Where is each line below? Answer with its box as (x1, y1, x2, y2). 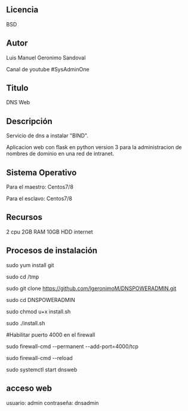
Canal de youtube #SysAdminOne (6, 65, 90, 72)
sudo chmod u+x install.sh (6, 308, 71, 315)
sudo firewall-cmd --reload (6, 354, 73, 361)
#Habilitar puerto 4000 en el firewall (6, 331, 95, 338)
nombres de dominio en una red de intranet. (6, 150, 115, 158)
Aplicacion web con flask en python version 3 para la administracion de (6, 144, 182, 151)
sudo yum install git (6, 261, 54, 268)
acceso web (6, 383, 53, 394)
